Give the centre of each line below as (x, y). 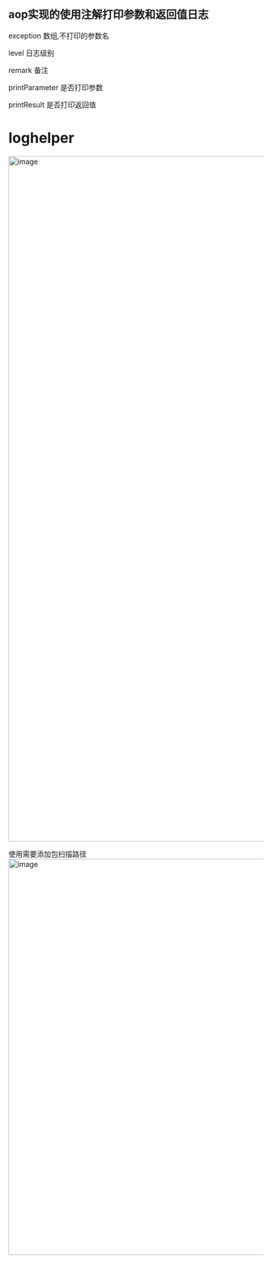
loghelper (41, 138)
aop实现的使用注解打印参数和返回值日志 (108, 15)
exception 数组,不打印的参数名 (59, 36)
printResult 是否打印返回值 (52, 105)
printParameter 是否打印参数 (56, 87)
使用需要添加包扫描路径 (47, 854)
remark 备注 (28, 70)
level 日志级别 (32, 53)
